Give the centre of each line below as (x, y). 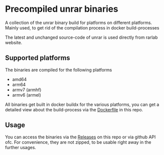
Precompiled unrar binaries (62, 9)
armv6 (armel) (27, 95)
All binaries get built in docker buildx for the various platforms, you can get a (82, 104)
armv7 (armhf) (27, 90)
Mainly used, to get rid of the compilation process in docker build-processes (82, 27)
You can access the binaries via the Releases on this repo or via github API (80, 137)
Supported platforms (37, 58)
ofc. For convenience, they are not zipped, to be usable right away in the (78, 142)
